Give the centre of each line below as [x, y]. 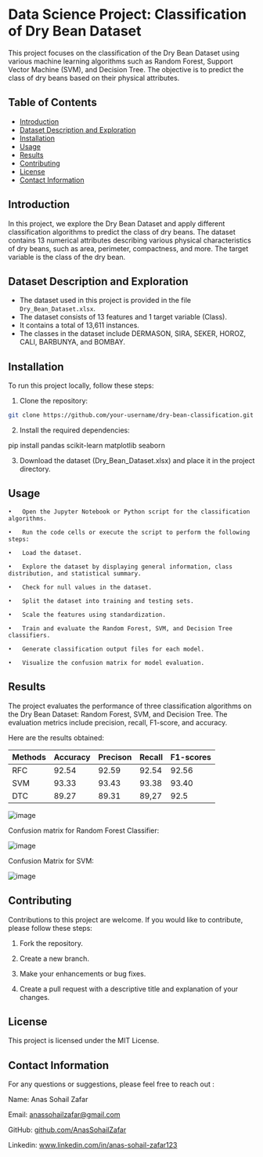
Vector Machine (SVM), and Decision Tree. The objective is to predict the [126, 69]
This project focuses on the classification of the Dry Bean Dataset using [124, 53]
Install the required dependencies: [75, 430]
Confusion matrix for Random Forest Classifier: [84, 830]
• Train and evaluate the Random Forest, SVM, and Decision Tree [121, 628]
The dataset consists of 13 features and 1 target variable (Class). [123, 317]
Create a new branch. [54, 958]
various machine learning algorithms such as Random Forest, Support [121, 61]
